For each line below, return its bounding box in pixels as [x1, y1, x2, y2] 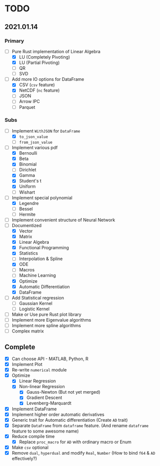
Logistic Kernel [19, 306, 50, 312]
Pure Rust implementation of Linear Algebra [11, 48, 100, 54]
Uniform [19, 183, 36, 190]
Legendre [19, 200, 39, 206]
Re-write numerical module [11, 367, 67, 373]
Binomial [19, 161, 37, 167]
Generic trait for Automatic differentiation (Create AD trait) [11, 417, 128, 423]
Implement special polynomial [11, 195, 72, 200]
